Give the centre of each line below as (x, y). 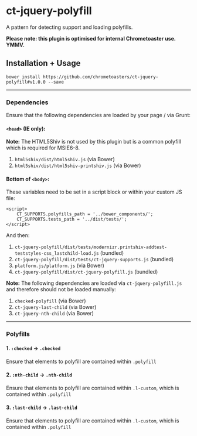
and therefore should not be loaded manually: (61, 289)
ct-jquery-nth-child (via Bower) (54, 314)
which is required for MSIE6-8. (43, 148)
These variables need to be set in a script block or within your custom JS (94, 192)
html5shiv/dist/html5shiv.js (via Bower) (65, 159)
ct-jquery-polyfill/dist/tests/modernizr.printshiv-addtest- (91, 247)
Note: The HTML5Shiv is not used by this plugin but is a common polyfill (94, 142)
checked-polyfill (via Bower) (50, 301)
